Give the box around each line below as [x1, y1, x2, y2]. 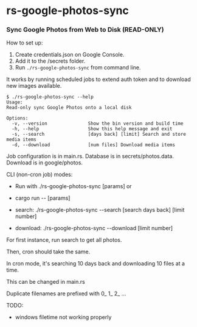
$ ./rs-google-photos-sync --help [6, 94, 94, 100]
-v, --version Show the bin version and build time [12, 121, 184, 127]
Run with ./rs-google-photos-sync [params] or [15, 183, 132, 190]
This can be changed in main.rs [6, 278, 85, 286]
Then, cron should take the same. [6, 248, 91, 256]
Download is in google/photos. [6, 159, 83, 166]
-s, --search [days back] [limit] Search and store [12, 132, 187, 138]
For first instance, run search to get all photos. [6, 236, 122, 244]
